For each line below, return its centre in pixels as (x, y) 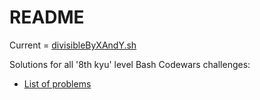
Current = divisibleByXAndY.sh (73, 45)
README (47, 17)
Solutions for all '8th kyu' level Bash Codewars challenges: (130, 64)
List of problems (57, 83)
